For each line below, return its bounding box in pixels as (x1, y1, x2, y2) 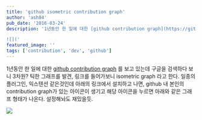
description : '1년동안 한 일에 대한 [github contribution (6, 25, 145, 32)
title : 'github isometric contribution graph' (6, 8, 125, 15)
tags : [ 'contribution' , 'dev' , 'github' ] (6, 48, 112, 54)
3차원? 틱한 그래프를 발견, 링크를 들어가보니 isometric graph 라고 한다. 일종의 (12, 72, 196, 80)
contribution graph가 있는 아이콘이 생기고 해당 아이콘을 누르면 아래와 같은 (6, 87, 181, 95)
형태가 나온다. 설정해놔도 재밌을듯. (12, 95, 93, 103)
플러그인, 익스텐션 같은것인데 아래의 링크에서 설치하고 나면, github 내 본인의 (6, 80, 185, 87)
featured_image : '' (6, 42, 55, 48)
